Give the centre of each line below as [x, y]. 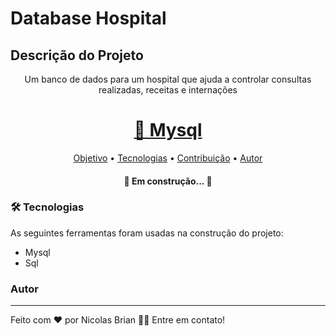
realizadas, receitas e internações [168, 90]
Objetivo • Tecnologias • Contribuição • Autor [168, 158]
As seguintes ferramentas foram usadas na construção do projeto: [147, 233]
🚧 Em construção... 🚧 [168, 181]
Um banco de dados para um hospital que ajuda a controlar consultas [168, 79]
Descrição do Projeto [77, 55]
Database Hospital [88, 18]
